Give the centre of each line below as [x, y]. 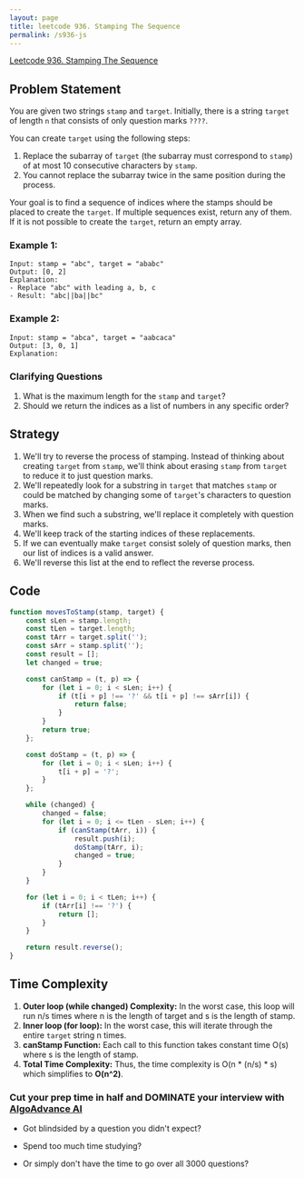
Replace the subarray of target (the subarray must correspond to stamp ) [157, 156]
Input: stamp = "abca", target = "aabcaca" [93, 337]
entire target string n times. [74, 1035]
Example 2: [34, 319]
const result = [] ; [63, 654]
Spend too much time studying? [82, 1146]
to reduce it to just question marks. [88, 475]
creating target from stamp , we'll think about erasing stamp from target [155, 465]
